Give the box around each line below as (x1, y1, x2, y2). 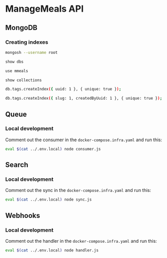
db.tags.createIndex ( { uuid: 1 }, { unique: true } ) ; (5, 87, 122, 92)
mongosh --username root (5, 50, 58, 55)
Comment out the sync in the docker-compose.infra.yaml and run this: (5, 187, 151, 193)
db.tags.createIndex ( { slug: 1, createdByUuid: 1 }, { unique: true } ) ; (5, 96, 162, 101)
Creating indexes (5, 39, 49, 46)
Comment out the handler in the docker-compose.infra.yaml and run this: (5, 238, 157, 244)
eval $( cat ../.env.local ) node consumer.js (5, 146, 101, 151)
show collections (5, 77, 42, 83)
